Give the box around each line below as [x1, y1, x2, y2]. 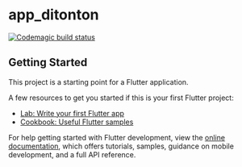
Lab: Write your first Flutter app [19, 108, 125, 118]
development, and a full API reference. [8, 149, 136, 159]
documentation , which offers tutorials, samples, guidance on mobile [8, 141, 234, 151]
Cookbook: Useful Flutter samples [19, 117, 134, 127]
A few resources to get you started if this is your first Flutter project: [8, 93, 234, 102]
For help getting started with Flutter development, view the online [8, 132, 226, 142]
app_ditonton [8, 6, 99, 24]
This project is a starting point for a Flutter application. [8, 77, 189, 86]
